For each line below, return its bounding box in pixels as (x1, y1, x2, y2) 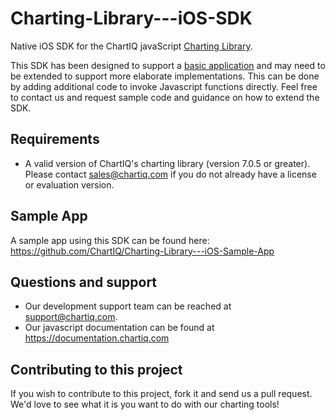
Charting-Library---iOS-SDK (10, 7, 253, 30)
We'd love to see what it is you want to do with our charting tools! (10, 398, 280, 411)
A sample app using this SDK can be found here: (10, 234, 210, 246)
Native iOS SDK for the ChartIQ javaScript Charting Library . (10, 40, 253, 52)
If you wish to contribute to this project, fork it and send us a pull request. (10, 388, 313, 400)
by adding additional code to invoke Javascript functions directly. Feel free (10, 80, 318, 92)
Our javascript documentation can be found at (24, 322, 215, 334)
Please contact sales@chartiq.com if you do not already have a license (24, 168, 317, 180)
